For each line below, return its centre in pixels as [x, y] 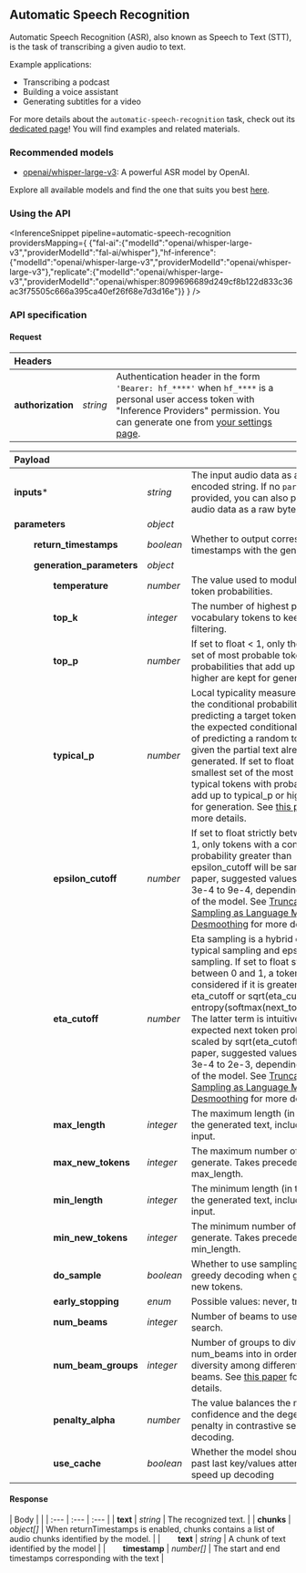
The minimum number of [244, 1226]
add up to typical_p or [238, 795]
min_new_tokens [91, 1237]
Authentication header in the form [188, 376]
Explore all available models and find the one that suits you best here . [140, 190]
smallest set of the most [242, 772]
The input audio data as [241, 475]
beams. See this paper [239, 1376]
